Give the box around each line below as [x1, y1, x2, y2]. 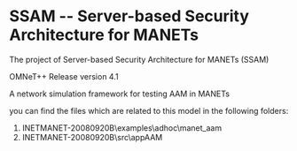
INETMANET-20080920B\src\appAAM [21, 132, 163, 142]
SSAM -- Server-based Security [9, 6, 250, 26]
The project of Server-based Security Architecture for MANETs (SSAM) [9, 54, 270, 64]
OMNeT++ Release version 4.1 [9, 71, 119, 81]
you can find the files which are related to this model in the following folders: [9, 105, 289, 116]
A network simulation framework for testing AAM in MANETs [9, 88, 231, 99]
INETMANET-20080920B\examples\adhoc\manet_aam [21, 122, 223, 133]
